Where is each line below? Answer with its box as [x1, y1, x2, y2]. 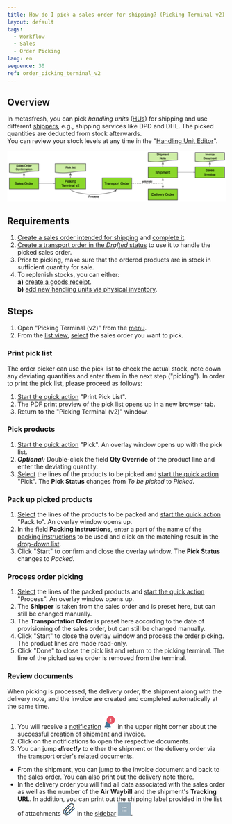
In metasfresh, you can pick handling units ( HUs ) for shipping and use [7, 115, 208, 123]
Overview [7, 96, 51, 108]
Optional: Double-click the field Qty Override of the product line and [17, 455, 215, 463]
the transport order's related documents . [17, 752, 134, 760]
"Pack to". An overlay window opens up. [17, 518, 133, 526]
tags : [7, 26, 23, 33]
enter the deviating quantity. [17, 462, 99, 471]
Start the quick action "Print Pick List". [17, 392, 127, 401]
